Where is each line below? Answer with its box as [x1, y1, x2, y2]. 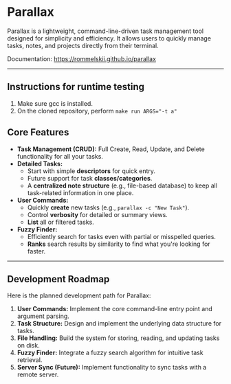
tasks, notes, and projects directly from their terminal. [7, 41, 159, 49]
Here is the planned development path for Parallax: [7, 291, 151, 300]
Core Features [7, 126, 69, 138]
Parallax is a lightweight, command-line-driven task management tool [7, 27, 204, 35]
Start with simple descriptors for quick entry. [27, 166, 156, 175]
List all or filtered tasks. [27, 218, 94, 226]
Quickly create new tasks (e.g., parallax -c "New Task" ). [27, 203, 190, 212]
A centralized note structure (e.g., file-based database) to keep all [27, 181, 218, 190]
